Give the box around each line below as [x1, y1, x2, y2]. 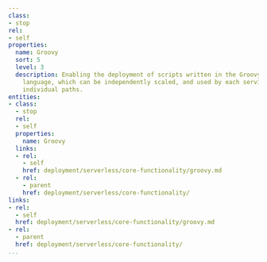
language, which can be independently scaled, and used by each [22, 78, 240, 86]
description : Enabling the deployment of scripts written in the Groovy [15, 71, 261, 79]
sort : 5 [15, 56, 41, 64]
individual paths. [22, 85, 83, 94]
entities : [8, 93, 41, 101]
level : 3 [15, 64, 44, 71]
